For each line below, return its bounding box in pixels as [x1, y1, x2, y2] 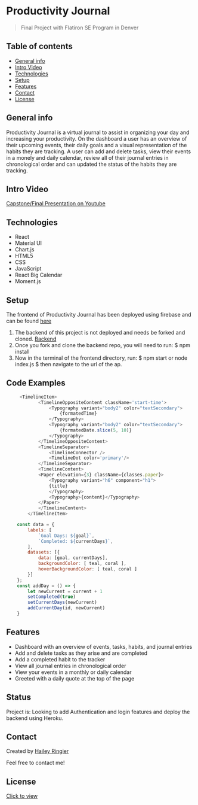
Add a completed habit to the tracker [14, 655, 106, 663]
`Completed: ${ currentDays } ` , [38, 538, 113, 544]
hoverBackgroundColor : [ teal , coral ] [38, 566, 137, 572]
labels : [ [27, 527, 52, 533]
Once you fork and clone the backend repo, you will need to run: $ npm [14, 342, 191, 348]
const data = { [17, 522, 55, 528]
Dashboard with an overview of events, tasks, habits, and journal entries [14, 643, 193, 650]
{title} [48, 483, 68, 489]
